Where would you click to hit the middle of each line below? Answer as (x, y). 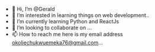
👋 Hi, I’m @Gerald (33, 9)
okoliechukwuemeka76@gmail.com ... (57, 43)
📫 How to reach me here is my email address (67, 34)
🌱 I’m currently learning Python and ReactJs (65, 21)
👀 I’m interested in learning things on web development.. (80, 15)
